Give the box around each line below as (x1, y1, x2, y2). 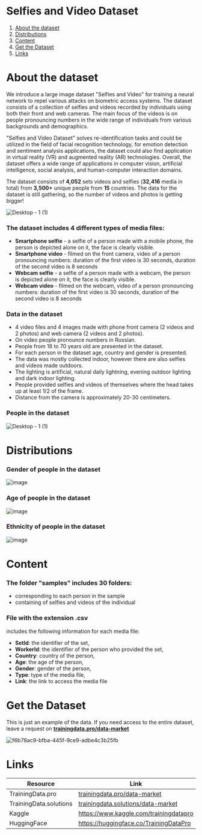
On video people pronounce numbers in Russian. (14, 336, 136, 344)
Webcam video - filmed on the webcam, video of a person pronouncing (14, 282, 194, 289)
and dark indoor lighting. (14, 375, 76, 382)
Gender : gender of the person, (14, 665, 91, 672)
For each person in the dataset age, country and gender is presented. (14, 349, 188, 356)
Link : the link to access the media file (14, 677, 108, 685)
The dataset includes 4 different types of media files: (6, 224, 165, 232)
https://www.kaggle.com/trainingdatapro (78, 809, 194, 818)
